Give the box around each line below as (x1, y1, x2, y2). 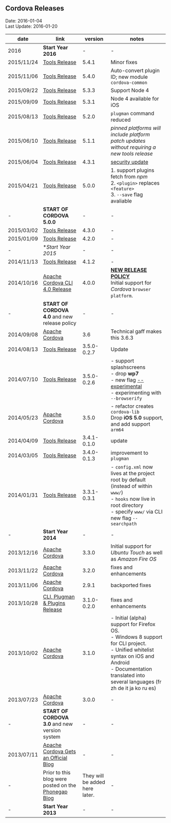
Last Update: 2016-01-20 (5, 23, 58, 29)
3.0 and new (43, 720, 73, 727)
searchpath (110, 521, 137, 526)
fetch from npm (110, 173, 148, 180)
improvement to (110, 449, 149, 456)
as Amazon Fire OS (110, 555, 157, 562)
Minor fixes (110, 58, 137, 65)
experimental (110, 383, 142, 390)
